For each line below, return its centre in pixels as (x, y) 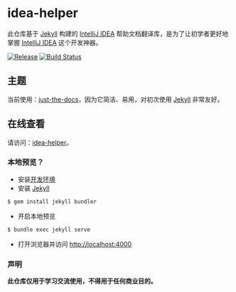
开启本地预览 (36, 216)
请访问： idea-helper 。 (40, 142)
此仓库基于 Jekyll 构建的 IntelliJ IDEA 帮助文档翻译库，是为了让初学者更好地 (118, 33)
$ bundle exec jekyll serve (49, 229)
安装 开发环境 (36, 179)
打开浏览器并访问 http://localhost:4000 (75, 244)
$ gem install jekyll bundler (52, 201)
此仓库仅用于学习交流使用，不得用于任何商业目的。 (82, 281)
